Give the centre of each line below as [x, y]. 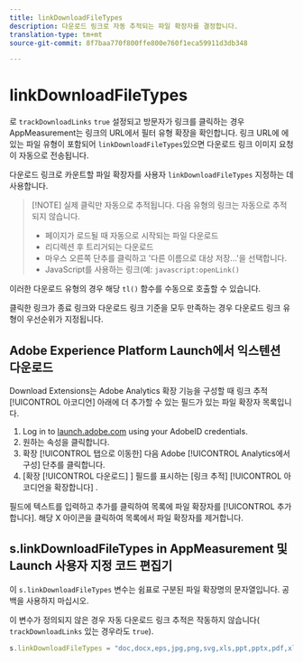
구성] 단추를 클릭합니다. [64, 465]
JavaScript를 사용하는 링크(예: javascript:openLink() [142, 270]
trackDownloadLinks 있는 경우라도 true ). [82, 631]
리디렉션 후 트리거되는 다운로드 [99, 247]
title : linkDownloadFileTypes [66, 18]
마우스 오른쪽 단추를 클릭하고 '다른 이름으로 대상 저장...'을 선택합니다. [165, 258]
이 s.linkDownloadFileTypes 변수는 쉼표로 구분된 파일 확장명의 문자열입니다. [145, 589]
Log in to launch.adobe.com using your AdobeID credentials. [135, 431]
